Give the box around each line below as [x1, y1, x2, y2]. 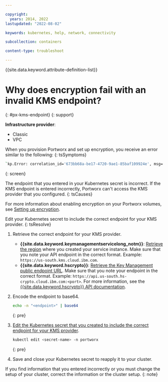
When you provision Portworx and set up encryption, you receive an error [5, 146, 158, 152]
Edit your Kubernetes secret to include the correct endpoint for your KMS [5, 216, 157, 222]
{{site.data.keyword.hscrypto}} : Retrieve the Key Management [20, 262, 153, 268]
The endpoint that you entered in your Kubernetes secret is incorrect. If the [5, 180, 161, 186]
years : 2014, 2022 [10, 16, 49, 22]
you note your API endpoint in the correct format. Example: [20, 251, 142, 258]
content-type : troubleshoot [5, 48, 64, 53]
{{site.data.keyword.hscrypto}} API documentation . [20, 283, 126, 290]
